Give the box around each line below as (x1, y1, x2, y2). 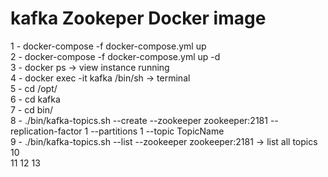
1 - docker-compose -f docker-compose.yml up (10, 40, 207, 52)
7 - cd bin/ (10, 103, 54, 116)
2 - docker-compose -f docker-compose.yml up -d (10, 50, 221, 62)
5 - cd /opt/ (10, 82, 58, 94)
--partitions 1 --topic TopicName (90, 125, 225, 137)
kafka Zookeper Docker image (10, 7, 267, 30)
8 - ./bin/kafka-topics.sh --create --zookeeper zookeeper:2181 (10, 114, 268, 126)
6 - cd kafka (10, 93, 61, 105)
